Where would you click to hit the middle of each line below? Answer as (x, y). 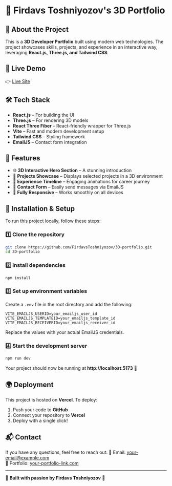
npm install (18, 278)
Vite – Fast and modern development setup (58, 131)
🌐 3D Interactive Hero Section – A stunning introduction (72, 171)
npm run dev (18, 358)
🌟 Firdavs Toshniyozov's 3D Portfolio (85, 10)
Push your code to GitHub (40, 410)
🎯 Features (23, 158)
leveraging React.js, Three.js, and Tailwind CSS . (57, 52)
